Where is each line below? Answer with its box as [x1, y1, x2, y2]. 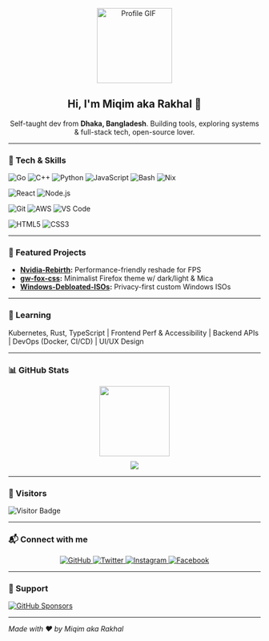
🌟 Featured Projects [8, 247, 86, 258]
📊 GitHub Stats [8, 365, 70, 376]
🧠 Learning [8, 309, 52, 320]
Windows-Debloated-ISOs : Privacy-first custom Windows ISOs [19, 282, 231, 292]
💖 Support [8, 583, 49, 594]
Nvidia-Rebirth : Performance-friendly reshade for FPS [19, 265, 202, 275]
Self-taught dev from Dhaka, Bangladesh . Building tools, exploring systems [10, 119, 259, 128]
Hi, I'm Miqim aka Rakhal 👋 [67, 97, 202, 111]
